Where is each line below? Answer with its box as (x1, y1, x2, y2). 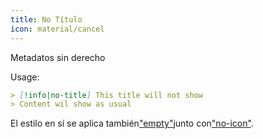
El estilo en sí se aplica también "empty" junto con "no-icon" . (10, 117, 254, 130)
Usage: (10, 71, 40, 83)
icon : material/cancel (10, 24, 105, 34)
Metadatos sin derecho (10, 51, 106, 63)
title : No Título (10, 14, 83, 25)
